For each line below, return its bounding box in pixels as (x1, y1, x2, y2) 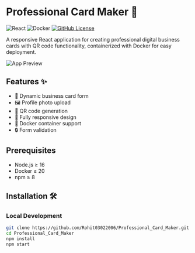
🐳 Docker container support (14, 119, 82, 126)
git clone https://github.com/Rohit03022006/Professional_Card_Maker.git (6, 225, 190, 231)
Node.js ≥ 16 (14, 161, 45, 168)
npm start (6, 241, 30, 247)
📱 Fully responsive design (14, 114, 77, 121)
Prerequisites (6, 146, 56, 156)
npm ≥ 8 (14, 173, 35, 180)
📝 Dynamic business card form (14, 92, 89, 99)
